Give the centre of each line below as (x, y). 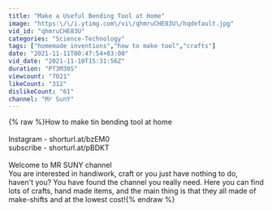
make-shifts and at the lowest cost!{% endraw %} (92, 200)
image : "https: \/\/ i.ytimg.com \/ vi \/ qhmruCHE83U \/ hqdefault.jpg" (121, 24)
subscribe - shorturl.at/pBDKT (59, 148)
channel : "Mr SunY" (41, 99)
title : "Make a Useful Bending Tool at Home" (86, 16)
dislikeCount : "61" (41, 91)
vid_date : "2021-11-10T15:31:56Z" (67, 62)
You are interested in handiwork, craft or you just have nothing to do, (123, 174)
